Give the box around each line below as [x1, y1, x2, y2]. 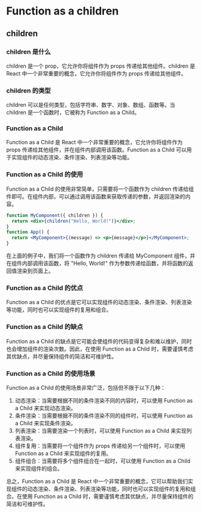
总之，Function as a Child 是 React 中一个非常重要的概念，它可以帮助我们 [6, 477, 188, 485]
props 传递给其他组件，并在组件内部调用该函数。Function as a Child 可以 [6, 146, 187, 153]
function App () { [6, 229, 50, 235]
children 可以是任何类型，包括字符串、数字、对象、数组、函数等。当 [6, 101, 176, 109]
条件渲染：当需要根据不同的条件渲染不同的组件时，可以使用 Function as [14, 412, 193, 419]
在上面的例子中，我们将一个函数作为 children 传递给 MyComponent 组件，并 [6, 252, 195, 260]
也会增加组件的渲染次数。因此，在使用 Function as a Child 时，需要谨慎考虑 [6, 345, 194, 352]
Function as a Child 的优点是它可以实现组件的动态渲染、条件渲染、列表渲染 [6, 299, 192, 306]
